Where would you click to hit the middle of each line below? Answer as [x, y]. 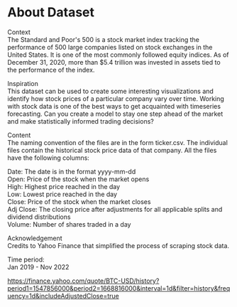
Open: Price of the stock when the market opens [78, 179]
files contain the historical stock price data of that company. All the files [112, 150]
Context [19, 32]
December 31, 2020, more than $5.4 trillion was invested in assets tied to [114, 62]
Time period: [26, 259]
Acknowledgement [35, 238]
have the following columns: [49, 158]
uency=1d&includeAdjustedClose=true [63, 296]
